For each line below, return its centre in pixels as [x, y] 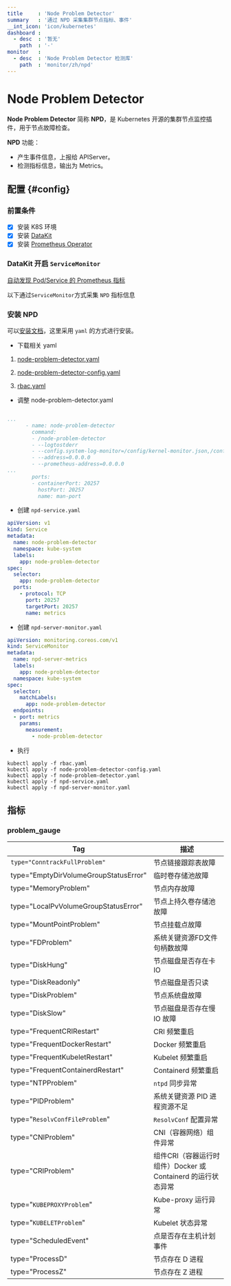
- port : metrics [36, 717]
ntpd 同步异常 [175, 1083]
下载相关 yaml [37, 345]
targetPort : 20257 [52, 606]
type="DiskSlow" [38, 1013]
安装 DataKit [34, 236]
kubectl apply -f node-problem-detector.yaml [73, 775]
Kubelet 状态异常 [180, 1223]
